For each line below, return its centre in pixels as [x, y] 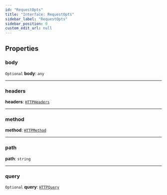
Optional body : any [25, 73]
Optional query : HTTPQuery [32, 187]
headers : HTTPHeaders [27, 102]
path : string [18, 158]
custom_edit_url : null [29, 28]
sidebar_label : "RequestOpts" [37, 19]
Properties [22, 49]
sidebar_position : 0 [27, 24]
